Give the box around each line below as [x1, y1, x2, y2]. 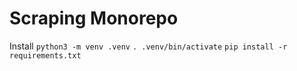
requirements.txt [9, 50, 82, 61]
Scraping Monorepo [9, 7, 179, 30]
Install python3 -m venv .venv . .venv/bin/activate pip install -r [9, 40, 288, 52]
